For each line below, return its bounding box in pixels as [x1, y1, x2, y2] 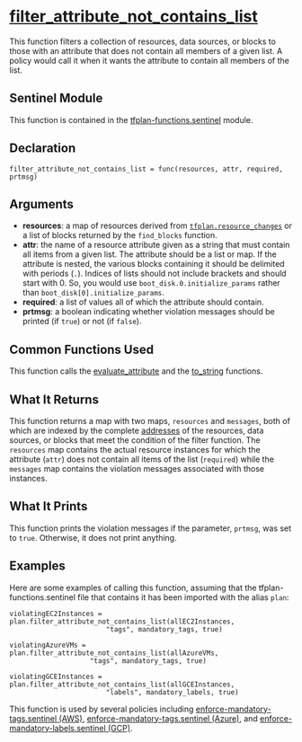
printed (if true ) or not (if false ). [22, 316, 142, 327]
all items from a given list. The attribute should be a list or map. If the [22, 249, 277, 260]
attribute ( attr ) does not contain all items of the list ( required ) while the [9, 454, 274, 464]
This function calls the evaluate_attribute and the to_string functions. [9, 366, 263, 376]
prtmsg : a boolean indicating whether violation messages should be [22, 306, 276, 317]
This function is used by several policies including [9, 703, 194, 714]
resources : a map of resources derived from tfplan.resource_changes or [22, 220, 293, 231]
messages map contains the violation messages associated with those [9, 464, 265, 473]
